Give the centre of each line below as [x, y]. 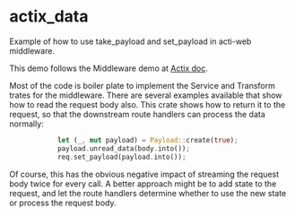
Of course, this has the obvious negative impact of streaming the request [144, 174]
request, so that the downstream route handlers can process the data [138, 114]
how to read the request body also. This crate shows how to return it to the [147, 104]
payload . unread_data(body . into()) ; [124, 148]
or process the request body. [63, 203]
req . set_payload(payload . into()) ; [121, 157]
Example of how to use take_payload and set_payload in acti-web [130, 41]
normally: [27, 124]
